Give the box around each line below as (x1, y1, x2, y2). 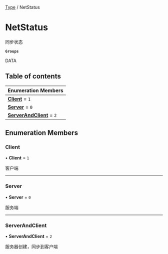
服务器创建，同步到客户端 (5, 243, 58, 249)
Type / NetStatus (5, 4, 40, 10)
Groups (5, 48, 19, 54)
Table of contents (5, 72, 61, 80)
